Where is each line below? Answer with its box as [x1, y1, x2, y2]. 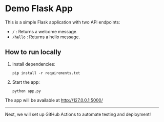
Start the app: [12, 79, 40, 85]
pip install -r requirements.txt [12, 71, 81, 75]
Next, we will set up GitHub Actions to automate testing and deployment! [5, 111, 151, 117]
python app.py [12, 89, 41, 94]
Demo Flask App [5, 3, 73, 14]
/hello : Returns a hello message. [12, 34, 80, 40]
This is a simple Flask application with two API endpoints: [5, 19, 121, 25]
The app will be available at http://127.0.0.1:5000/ [5, 97, 103, 103]
